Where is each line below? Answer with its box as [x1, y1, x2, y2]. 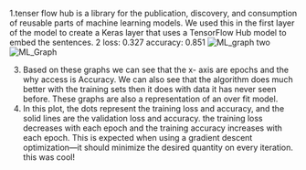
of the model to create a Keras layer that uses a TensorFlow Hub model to [9, 27, 287, 37]
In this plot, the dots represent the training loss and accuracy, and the [22, 103, 285, 113]
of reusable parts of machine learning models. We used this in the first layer [9, 17, 295, 28]
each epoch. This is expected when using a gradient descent [22, 133, 253, 143]
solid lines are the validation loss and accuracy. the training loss [22, 113, 263, 123]
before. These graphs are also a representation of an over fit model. [22, 93, 279, 104]
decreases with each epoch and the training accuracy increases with [22, 122, 283, 133]
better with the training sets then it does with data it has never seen [22, 84, 277, 94]
